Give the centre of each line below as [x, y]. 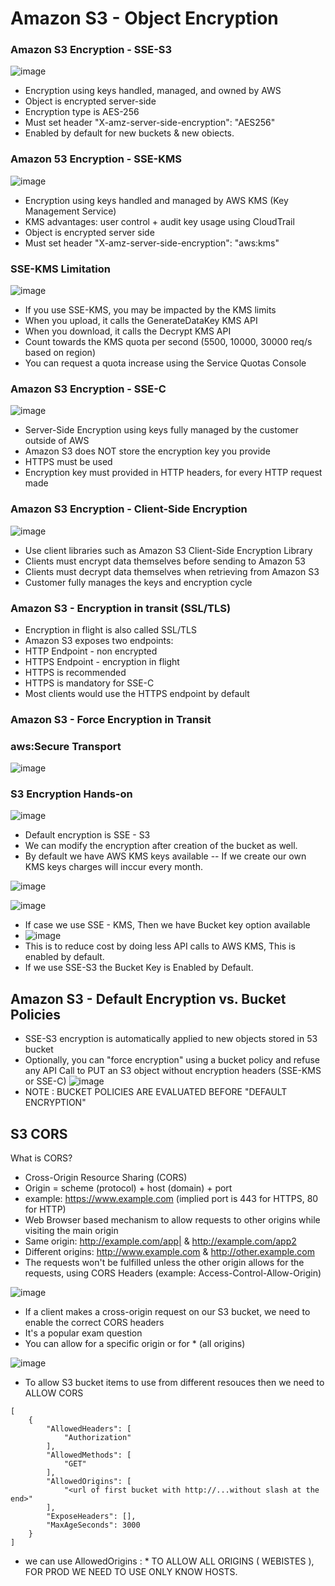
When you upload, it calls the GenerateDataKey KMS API [141, 321]
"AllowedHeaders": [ [89, 1429]
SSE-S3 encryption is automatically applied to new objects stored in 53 [171, 1039]
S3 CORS [39, 1133]
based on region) [60, 353]
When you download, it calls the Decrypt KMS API [128, 331]
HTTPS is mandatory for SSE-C [89, 683]
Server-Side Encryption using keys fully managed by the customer [161, 430]
